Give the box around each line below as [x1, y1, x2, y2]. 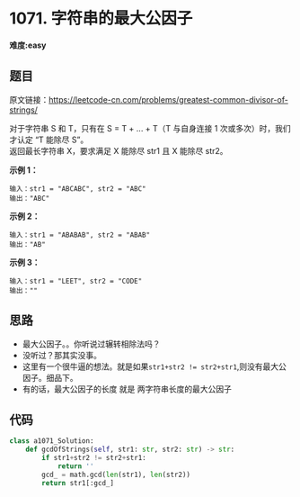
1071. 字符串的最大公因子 [9, 8, 193, 29]
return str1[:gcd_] [41, 478, 115, 487]
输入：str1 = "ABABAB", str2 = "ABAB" [9, 230, 151, 239]
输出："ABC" [9, 194, 50, 203]
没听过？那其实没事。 [22, 349, 101, 360]
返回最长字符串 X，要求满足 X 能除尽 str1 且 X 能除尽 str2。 [9, 145, 228, 156]
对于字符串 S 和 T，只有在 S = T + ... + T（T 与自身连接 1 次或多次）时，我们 [9, 122, 291, 133]
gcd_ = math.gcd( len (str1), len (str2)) [41, 470, 191, 479]
